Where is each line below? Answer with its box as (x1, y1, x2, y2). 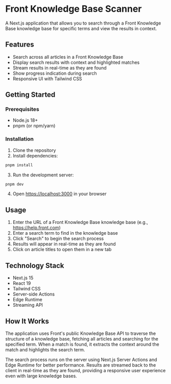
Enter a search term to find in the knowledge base (12, 230, 118, 236)
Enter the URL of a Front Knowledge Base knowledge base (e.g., (12, 219, 148, 225)
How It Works (5, 317, 50, 325)
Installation (5, 135, 34, 143)
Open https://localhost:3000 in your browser (12, 191, 107, 197)
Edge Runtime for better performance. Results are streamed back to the (5, 362, 156, 368)
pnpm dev (5, 182, 24, 187)
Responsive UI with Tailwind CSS (12, 75, 83, 82)
